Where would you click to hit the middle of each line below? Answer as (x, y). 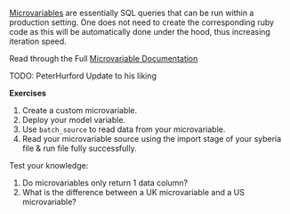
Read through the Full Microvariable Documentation (104, 58)
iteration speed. (38, 41)
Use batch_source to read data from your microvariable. (124, 129)
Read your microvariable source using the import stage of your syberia (152, 139)
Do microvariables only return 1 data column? (105, 183)
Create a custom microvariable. (80, 110)
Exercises (28, 93)
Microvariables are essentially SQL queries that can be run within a (132, 13)
